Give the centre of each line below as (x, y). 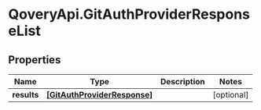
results (26, 95)
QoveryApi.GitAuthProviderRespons (129, 14)
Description (183, 82)
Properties (35, 60)
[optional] (231, 95)
